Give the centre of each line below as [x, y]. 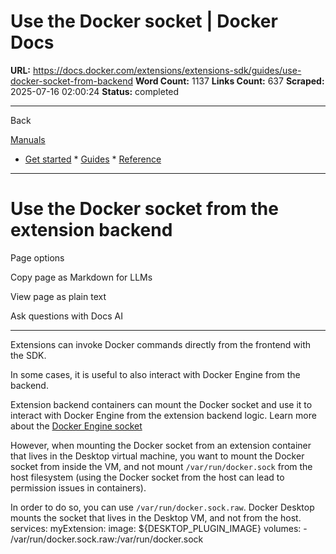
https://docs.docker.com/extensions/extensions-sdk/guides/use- [167, 70]
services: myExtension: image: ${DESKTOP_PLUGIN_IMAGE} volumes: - [159, 528]
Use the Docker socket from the [144, 209]
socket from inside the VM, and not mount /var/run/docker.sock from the [161, 466]
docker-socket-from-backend [71, 81]
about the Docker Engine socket [76, 426]
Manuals [28, 139]
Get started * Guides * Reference [93, 159]
